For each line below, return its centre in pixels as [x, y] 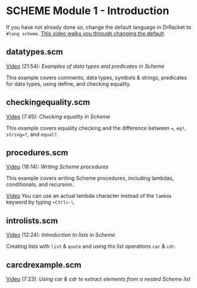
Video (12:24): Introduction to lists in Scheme [61, 235]
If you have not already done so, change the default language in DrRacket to [99, 27]
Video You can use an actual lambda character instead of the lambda [89, 196]
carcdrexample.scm [44, 265]
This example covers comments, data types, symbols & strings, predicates [96, 77]
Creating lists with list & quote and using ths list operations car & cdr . [91, 246]
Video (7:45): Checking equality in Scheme [58, 117]
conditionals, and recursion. [40, 184]
